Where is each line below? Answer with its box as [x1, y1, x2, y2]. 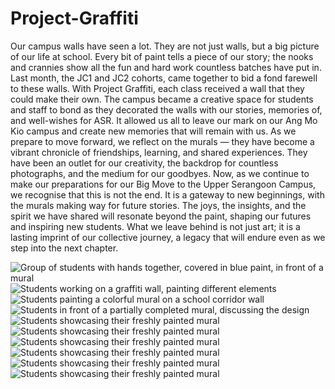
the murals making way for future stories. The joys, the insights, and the [10, 199, 307, 211]
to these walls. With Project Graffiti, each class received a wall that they [10, 82, 305, 94]
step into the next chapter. [10, 242, 119, 254]
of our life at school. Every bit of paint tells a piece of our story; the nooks [10, 50, 314, 62]
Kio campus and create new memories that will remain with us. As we [10, 125, 297, 137]
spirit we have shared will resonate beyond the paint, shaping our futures [10, 210, 312, 222]
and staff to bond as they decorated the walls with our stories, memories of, [10, 103, 323, 116]
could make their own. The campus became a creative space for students [10, 93, 314, 105]
